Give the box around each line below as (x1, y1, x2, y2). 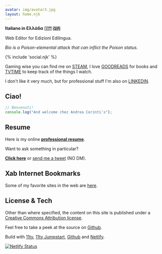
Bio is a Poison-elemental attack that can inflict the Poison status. (5, 45, 138, 50)
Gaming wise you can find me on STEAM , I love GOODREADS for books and (5, 63, 158, 69)
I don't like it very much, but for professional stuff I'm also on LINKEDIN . (5, 78, 150, 84)
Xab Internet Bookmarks (5, 169, 81, 178)
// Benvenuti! (5, 105, 34, 110)
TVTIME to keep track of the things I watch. (5, 69, 93, 74)
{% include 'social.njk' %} (5, 54, 57, 60)
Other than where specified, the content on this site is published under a (5, 209, 150, 215)
